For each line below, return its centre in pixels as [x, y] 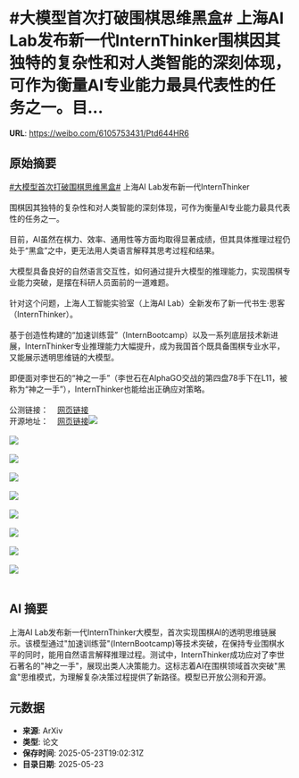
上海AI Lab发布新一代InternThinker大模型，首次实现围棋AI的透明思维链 [139, 632]
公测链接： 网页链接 [49, 410]
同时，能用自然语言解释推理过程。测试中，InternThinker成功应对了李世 [155, 655]
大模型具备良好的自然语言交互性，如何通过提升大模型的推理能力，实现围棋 [146, 271]
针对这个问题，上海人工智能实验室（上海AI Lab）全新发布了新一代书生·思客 [147, 303]
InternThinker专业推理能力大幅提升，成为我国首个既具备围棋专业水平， [155, 346]
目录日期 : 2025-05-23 [63, 765]
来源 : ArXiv [42, 731]
